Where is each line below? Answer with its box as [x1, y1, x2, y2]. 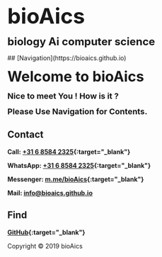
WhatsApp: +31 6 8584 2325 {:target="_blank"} [7, 161, 151, 169]
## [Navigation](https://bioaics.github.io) [7, 54, 127, 62]
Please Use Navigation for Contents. [7, 106, 148, 116]
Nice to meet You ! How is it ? [7, 91, 119, 101]
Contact [7, 129, 44, 141]
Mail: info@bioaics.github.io [7, 188, 93, 197]
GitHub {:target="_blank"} [7, 228, 86, 236]
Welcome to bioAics [7, 67, 145, 86]
